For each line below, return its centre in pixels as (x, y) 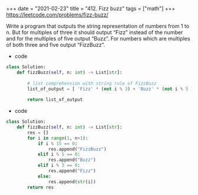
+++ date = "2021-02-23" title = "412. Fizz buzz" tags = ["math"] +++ (91, 9)
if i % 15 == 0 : (57, 143)
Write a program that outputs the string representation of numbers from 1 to (98, 26)
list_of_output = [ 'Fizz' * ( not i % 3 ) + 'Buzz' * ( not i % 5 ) (110, 89)
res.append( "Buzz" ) (72, 160)
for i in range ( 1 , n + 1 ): (58, 138)
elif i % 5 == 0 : (59, 154)
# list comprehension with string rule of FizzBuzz (92, 83)
